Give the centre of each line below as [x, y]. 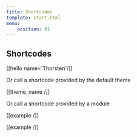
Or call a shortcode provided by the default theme [69, 80]
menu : [13, 23]
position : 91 [34, 29]
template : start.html [34, 18]
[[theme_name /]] [28, 92]
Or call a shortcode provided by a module [58, 104]
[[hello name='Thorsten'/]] [39, 68]
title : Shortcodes [29, 12]
